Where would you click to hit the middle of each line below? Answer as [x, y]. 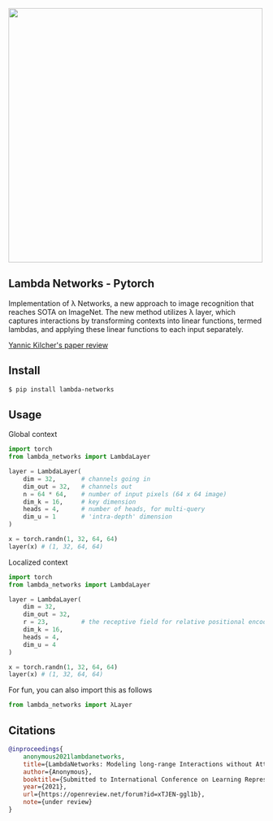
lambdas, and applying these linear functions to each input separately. [126, 329]
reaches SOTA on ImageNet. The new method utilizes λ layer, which [122, 312]
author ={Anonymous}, [58, 772]
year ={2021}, [45, 787]
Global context [33, 435]
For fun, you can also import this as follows [80, 690]
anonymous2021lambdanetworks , [74, 757]
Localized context [38, 562]
